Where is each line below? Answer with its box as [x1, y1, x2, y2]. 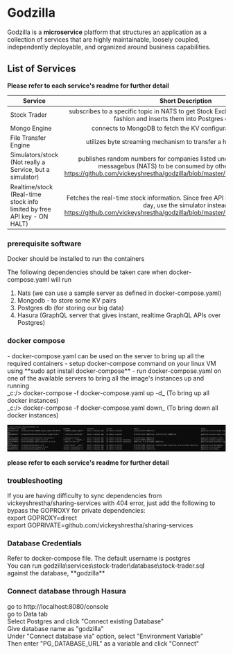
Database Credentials [7, 538, 82, 548]
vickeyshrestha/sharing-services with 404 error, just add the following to [7, 499, 216, 507]
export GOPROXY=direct [7, 513, 78, 522]
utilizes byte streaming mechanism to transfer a [85, 137, 222, 145]
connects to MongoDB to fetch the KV [91, 124, 200, 132]
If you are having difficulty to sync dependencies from [7, 491, 162, 500]
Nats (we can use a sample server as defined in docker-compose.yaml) [17, 289, 222, 297]
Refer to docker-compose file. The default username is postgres [7, 555, 191, 563]
